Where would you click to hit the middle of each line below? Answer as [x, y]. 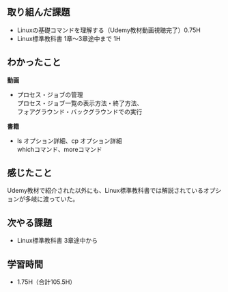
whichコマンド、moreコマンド [59, 149]
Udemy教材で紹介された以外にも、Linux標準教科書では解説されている [105, 191]
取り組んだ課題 [39, 12]
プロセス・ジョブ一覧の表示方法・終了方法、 [80, 103]
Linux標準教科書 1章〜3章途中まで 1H [69, 38]
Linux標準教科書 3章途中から [57, 241]
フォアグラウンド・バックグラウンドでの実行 [80, 111]
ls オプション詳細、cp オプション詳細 [70, 141]
